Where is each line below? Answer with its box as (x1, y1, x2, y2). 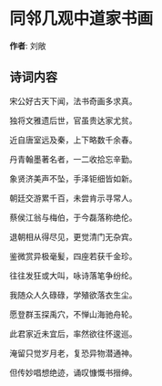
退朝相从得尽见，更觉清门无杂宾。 (9, 231, 137, 242)
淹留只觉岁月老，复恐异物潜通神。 (9, 348, 137, 359)
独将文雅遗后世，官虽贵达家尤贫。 (9, 115, 137, 126)
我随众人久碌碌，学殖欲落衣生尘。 (9, 289, 137, 300)
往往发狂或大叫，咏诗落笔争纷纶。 (9, 270, 137, 281)
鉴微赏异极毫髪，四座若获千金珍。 (9, 250, 137, 261)
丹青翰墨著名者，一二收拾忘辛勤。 (9, 153, 137, 164)
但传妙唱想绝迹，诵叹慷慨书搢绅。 (9, 367, 137, 378)
